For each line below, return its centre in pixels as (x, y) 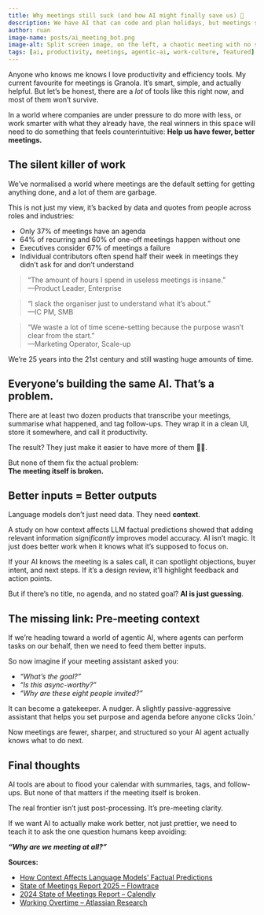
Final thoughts (44, 765)
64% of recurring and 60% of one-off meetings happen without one (130, 239)
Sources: (23, 862)
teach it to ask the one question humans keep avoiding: (97, 831)
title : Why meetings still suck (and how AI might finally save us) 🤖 (126, 15)
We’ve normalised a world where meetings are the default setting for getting (132, 184)
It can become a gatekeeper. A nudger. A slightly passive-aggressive (120, 709)
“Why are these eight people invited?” (81, 694)
